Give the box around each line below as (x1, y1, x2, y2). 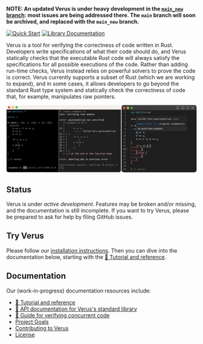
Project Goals (14, 318, 49, 325)
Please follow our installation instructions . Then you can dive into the (6, 246, 178, 254)
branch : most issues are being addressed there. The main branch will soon (6, 12, 196, 19)
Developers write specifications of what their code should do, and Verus (6, 48, 186, 55)
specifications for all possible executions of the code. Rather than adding (6, 61, 188, 68)
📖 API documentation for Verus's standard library (14, 305, 138, 313)
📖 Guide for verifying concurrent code (14, 311, 110, 319)
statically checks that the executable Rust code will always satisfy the (6, 55, 180, 61)
